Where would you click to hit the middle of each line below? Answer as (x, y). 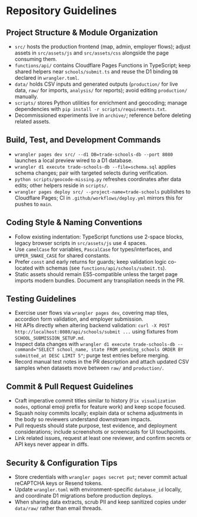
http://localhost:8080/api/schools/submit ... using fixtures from (96, 332)
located (24, 268)
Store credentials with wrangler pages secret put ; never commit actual (101, 477)
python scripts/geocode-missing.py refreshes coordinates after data (98, 179)
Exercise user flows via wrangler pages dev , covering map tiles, (91, 313)
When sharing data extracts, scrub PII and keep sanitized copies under (100, 502)
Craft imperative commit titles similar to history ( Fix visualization (95, 401)
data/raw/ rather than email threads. (59, 508)
